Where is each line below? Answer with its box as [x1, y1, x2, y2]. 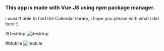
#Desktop [5, 31, 26, 37]
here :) [5, 21, 19, 27]
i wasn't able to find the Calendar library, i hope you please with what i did [5, 16, 159, 22]
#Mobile [5, 40, 23, 46]
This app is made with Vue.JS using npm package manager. [5, 4, 155, 11]
